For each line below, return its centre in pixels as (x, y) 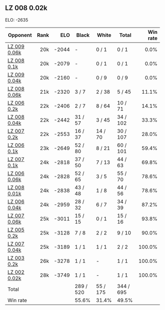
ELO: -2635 (17, 20)
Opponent (20, 35)
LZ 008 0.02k (26, 8)
